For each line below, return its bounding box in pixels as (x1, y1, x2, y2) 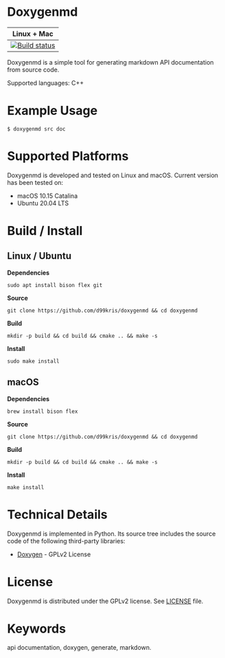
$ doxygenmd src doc (7, 125, 67, 133)
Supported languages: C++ (7, 78, 84, 87)
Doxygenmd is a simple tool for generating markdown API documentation (7, 58, 214, 66)
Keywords (7, 621, 67, 636)
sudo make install (7, 358, 60, 365)
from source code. (7, 65, 60, 73)
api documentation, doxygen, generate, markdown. (7, 644, 152, 652)
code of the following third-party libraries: (7, 536, 126, 545)
